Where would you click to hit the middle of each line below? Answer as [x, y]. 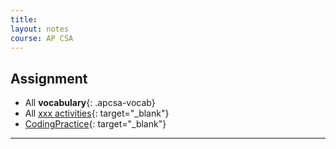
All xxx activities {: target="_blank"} [97, 113]
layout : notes [40, 29]
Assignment [49, 78]
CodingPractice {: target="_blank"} [95, 124]
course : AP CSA [42, 38]
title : [24, 19]
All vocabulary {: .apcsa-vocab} [90, 103]
